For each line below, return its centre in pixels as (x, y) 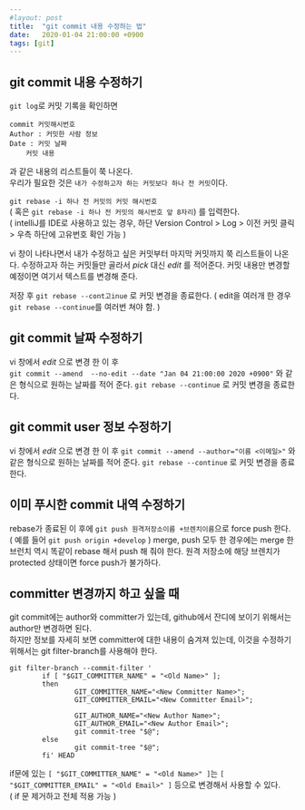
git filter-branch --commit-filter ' (81, 668)
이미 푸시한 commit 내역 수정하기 (98, 505)
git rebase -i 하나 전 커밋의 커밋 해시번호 (84, 202)
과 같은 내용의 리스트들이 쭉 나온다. (71, 171)
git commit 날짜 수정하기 (76, 338)
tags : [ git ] (32, 43)
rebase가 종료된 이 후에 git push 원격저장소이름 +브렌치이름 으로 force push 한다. (150, 528)
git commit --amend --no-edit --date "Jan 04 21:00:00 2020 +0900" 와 (147, 373)
